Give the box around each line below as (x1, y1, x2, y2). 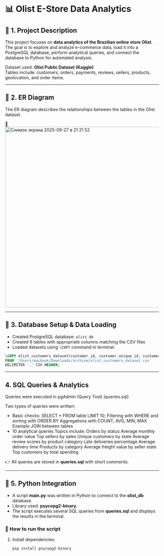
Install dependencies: (12, 536, 56, 543)
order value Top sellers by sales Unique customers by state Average (12, 434, 150, 440)
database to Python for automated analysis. (5, 55, 93, 61)
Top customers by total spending (12, 449, 79, 455)
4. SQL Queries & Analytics (5, 381, 89, 389)
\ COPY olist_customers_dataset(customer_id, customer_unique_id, (5, 353, 141, 358)
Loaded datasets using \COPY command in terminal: (12, 344, 115, 350)
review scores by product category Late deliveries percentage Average (12, 439, 155, 445)
